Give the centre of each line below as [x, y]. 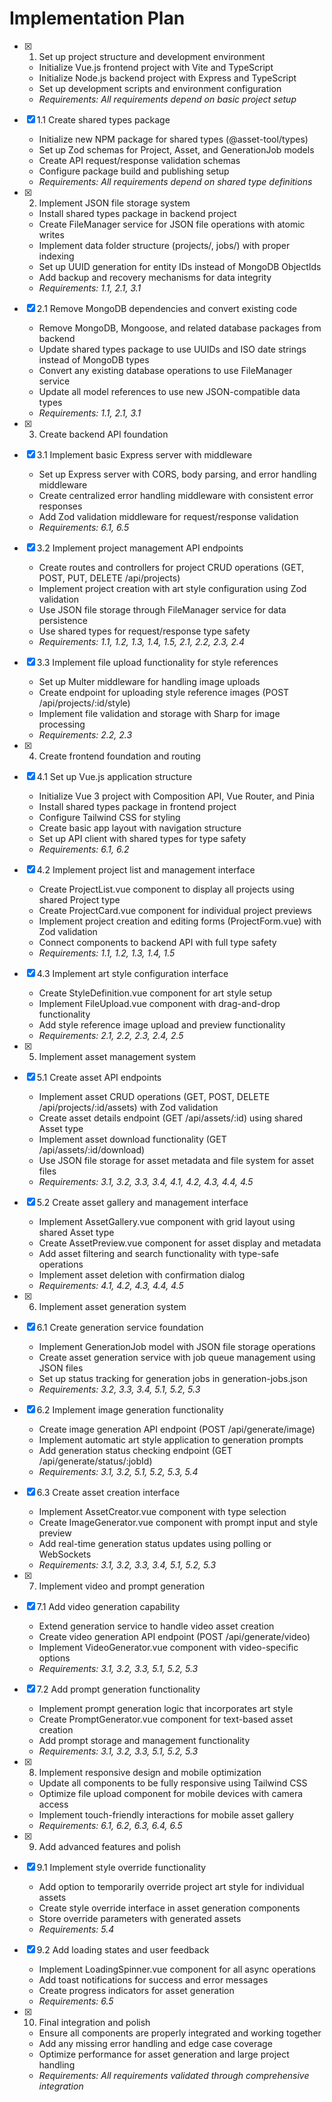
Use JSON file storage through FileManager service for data [162, 609]
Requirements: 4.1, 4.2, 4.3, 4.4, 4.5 [111, 1285]
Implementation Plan [97, 18]
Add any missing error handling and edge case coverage [155, 2043]
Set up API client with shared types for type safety [142, 838]
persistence [63, 620]
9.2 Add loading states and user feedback [123, 1949]
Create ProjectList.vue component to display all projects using [166, 889]
